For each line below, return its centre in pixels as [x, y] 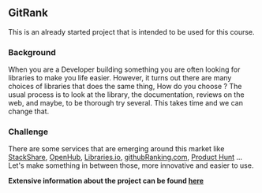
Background [32, 52]
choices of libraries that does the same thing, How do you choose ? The [125, 87]
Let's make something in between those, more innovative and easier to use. [131, 165]
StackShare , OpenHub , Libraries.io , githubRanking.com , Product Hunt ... [125, 158]
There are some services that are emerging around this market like [116, 149]
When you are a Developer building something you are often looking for [124, 69]
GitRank [28, 13]
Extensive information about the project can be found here [106, 181]
